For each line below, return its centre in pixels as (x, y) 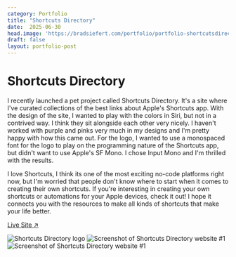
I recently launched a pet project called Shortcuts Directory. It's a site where (117, 100)
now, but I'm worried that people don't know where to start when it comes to (118, 181)
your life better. (29, 211)
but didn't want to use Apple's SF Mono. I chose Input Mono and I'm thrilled (117, 152)
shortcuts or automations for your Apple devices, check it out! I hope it (110, 196)
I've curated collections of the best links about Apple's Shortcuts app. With (116, 108)
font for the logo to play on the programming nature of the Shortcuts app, (113, 145)
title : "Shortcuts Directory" (52, 20)
